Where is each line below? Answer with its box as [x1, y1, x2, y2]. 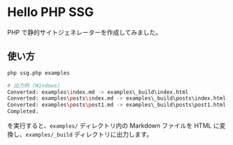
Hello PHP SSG [7, 4, 94, 20]
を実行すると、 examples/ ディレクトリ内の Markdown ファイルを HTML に [7, 121, 220, 130]
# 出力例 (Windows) [7, 82, 61, 89]
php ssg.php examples [7, 69, 70, 77]
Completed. [7, 108, 39, 115]
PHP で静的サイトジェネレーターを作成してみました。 [7, 28, 162, 36]
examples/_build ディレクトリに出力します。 [25, 130, 153, 138]
